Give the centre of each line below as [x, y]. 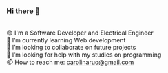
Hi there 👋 [23, 11]
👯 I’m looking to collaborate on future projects [71, 48]
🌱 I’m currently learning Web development [66, 40]
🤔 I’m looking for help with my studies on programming [84, 55]
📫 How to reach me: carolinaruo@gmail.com [70, 62]
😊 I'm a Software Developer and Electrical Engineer [80, 33]
